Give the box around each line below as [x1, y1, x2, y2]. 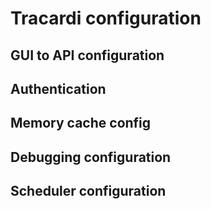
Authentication [10, 80, 107, 97]
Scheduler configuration [10, 183, 167, 200]
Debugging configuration [10, 148, 172, 166]
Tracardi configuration [10, 7, 202, 30]
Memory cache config [10, 115, 152, 132]
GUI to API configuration [10, 47, 165, 64]
